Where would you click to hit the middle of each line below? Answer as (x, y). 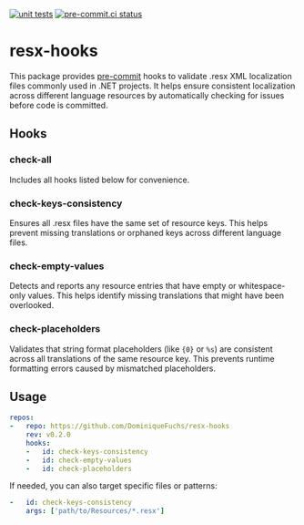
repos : (22, 418)
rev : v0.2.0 (48, 435)
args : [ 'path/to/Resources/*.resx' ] (96, 511)
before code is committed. (59, 105)
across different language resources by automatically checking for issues (147, 95)
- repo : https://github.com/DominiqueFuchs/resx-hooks (120, 427)
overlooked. (32, 305)
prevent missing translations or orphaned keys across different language (146, 232)
